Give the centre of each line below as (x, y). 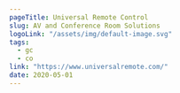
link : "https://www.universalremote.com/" (89, 67)
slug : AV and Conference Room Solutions (85, 26)
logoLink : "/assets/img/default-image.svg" (91, 34)
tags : (19, 42)
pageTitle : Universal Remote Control (79, 17)
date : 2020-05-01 (41, 75)
